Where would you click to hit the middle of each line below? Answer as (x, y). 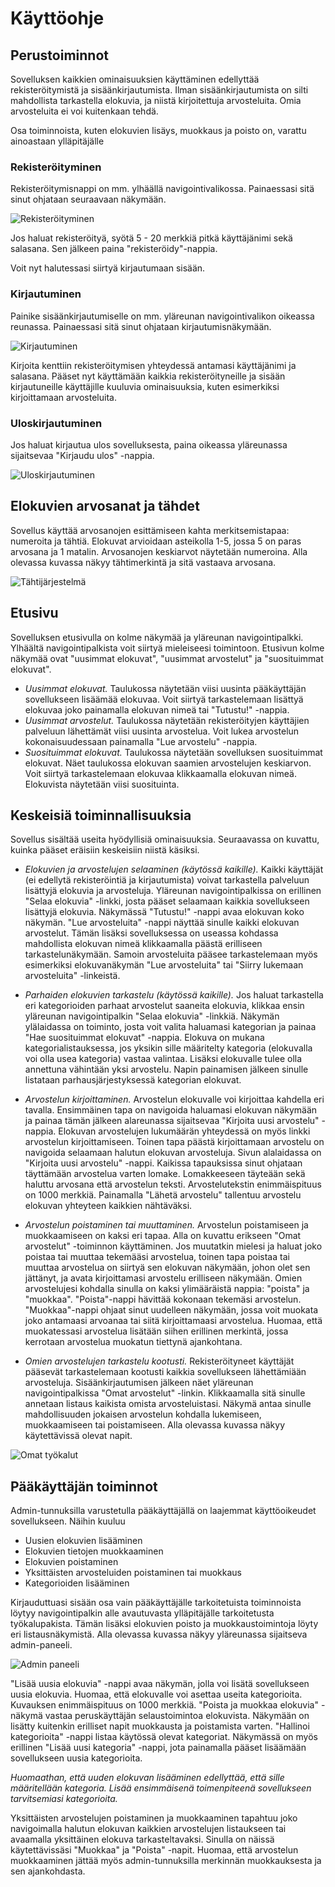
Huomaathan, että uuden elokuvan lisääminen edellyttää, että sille (147, 1778)
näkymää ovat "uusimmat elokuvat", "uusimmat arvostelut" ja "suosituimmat (167, 658)
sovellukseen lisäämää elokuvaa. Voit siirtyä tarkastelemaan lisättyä (164, 699)
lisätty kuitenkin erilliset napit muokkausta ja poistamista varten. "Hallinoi (160, 1726)
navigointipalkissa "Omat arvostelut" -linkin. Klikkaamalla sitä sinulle (165, 1393)
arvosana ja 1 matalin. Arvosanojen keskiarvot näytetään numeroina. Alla (159, 551)
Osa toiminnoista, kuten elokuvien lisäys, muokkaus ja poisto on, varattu (158, 130)
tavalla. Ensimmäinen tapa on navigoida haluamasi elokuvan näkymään (171, 1110)
